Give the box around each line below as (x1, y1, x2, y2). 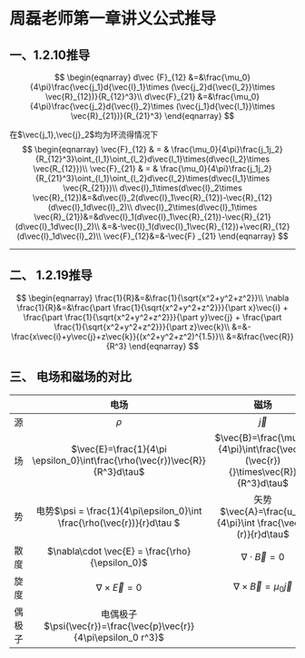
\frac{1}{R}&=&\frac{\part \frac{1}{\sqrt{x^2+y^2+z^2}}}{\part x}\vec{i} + (16, 301, 289, 313)
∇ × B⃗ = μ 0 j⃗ (232, 580, 293, 594)
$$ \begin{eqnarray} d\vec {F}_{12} (54, 72, 187, 83)
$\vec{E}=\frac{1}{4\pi (71, 442, 168, 455)
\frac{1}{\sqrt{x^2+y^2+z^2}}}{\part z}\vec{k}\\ (54, 321, 230, 332)
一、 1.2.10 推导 (9, 47, 91, 63)
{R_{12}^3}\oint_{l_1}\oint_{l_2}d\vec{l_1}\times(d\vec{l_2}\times (34, 153, 271, 164)
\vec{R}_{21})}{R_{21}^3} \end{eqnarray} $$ (70, 111, 235, 121)
